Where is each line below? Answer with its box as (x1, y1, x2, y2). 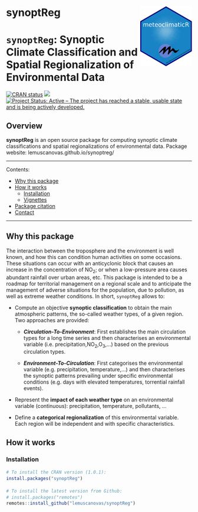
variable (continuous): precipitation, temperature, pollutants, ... (14, 403, 167, 410)
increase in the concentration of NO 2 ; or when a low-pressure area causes (6, 266, 187, 274)
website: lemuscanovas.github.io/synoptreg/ (6, 148, 114, 156)
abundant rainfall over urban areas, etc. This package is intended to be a (6, 274, 183, 281)
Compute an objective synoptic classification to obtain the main (14, 304, 172, 311)
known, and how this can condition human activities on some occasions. (6, 253, 182, 260)
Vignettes (23, 196, 47, 203)
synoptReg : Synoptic (6, 33, 105, 47)
